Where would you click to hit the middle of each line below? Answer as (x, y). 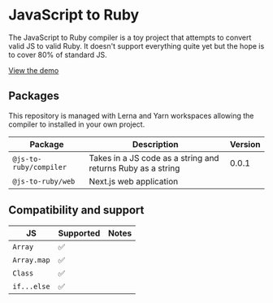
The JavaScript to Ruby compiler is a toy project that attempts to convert (130, 37)
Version (245, 144)
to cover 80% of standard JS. (58, 54)
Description (155, 144)
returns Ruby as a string (134, 168)
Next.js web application (134, 181)
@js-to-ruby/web (44, 181)
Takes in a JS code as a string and (154, 158)
